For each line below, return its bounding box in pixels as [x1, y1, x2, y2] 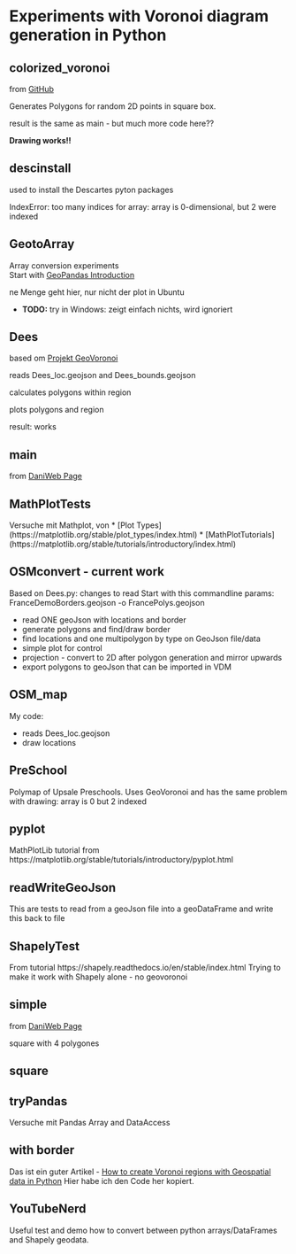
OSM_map [9, 687, 68, 702]
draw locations [21, 737, 77, 747]
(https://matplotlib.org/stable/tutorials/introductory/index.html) [9, 538, 237, 550]
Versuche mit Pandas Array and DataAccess [9, 1117, 171, 1127]
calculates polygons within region [9, 387, 132, 398]
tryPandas [9, 1094, 68, 1109]
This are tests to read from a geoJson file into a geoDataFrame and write [9, 903, 274, 914]
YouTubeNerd [9, 1202, 87, 1217]
